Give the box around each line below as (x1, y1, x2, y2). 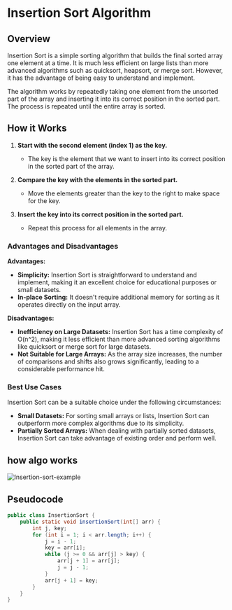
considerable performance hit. (17, 365, 105, 373)
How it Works (7, 123, 67, 134)
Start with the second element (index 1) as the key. (17, 141, 168, 149)
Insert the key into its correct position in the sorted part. (17, 210, 184, 219)
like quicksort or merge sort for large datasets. (17, 342, 152, 351)
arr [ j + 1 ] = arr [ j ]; (57, 557, 120, 564)
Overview (7, 33, 51, 45)
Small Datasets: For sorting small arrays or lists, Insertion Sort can (17, 412, 210, 420)
